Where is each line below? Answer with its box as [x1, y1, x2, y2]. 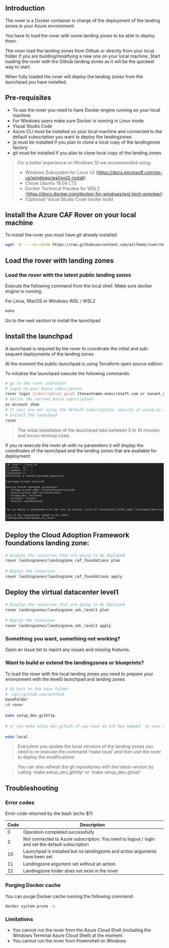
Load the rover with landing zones [5, 256, 114, 265]
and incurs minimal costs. [17, 432, 71, 438]
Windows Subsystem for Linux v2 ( [25, 169, 98, 175]
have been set [23, 854, 53, 860]
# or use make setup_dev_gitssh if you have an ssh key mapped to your [5, 724, 161, 729]
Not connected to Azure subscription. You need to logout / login [23, 836, 155, 842]
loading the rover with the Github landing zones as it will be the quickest [5, 58, 154, 65]
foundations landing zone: [5, 539, 90, 548]
